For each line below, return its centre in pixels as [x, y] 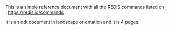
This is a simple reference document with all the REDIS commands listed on [85, 7]
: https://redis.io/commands [35, 12]
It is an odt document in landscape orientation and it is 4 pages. [72, 22]
